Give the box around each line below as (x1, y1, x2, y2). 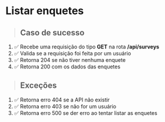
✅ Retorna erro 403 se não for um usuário (14, 103, 117, 110)
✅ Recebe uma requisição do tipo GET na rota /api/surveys (14, 43, 160, 50)
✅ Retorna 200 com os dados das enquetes (14, 63, 121, 70)
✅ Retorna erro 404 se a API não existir (14, 96, 110, 103)
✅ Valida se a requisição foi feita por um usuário (14, 50, 131, 57)
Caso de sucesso (19, 28, 85, 38)
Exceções (19, 81, 57, 91)
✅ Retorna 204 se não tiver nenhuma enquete (14, 57, 126, 63)
